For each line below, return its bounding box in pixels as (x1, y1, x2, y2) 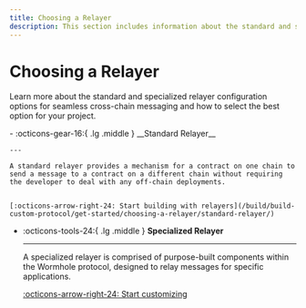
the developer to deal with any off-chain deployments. (9, 178, 226, 187)
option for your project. (9, 110, 97, 121)
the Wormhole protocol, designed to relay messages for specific (22, 262, 264, 272)
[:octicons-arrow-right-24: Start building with (9, 201, 198, 210)
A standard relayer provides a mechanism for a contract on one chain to (9, 161, 296, 171)
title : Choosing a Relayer (9, 13, 112, 23)
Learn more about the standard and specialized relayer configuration (9, 91, 268, 102)
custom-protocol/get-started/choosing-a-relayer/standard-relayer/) (9, 210, 275, 219)
